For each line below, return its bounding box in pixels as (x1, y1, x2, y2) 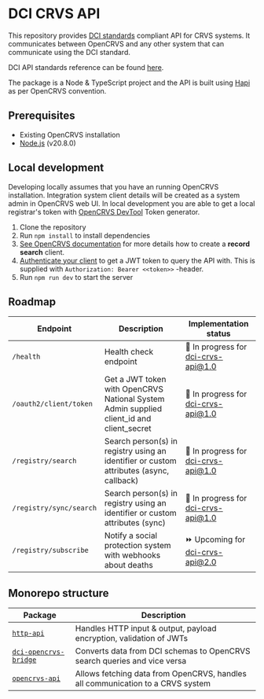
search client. (19, 247, 65, 256)
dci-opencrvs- (12, 648, 65, 657)
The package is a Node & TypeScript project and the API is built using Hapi (8, 78, 251, 87)
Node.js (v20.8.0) (19, 138, 76, 148)
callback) (104, 475, 139, 486)
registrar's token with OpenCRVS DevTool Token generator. (8, 207, 200, 216)
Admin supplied (104, 403, 163, 414)
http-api (12, 629, 45, 638)
